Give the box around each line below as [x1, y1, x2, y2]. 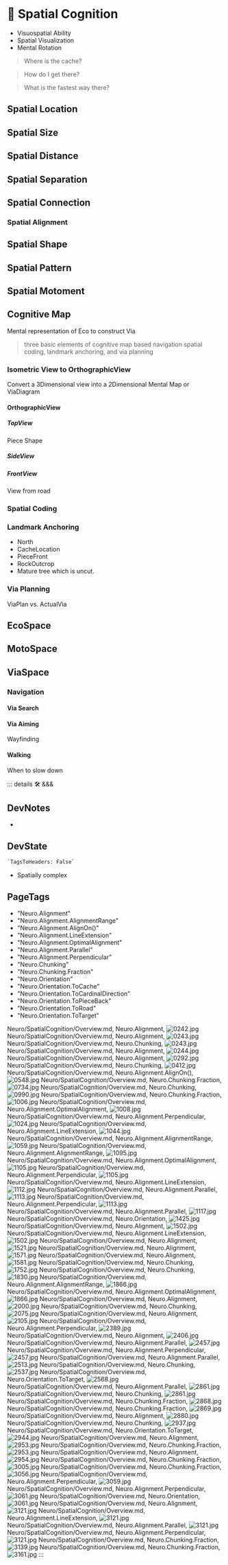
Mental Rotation [16, 43, 62, 52]
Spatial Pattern [7, 262, 72, 273]
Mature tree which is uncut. [16, 567, 94, 576]
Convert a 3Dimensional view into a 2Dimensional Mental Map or [7, 381, 190, 389]
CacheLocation [16, 545, 60, 554]
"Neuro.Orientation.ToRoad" [16, 1004, 97, 1012]
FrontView [7, 469, 38, 477]
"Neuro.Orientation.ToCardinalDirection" [16, 989, 131, 998]
